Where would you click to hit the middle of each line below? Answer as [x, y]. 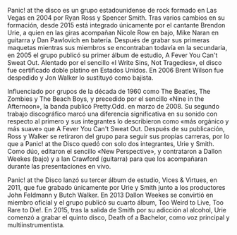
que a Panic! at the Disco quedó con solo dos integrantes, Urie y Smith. [111, 144]
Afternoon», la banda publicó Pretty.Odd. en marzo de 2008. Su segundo [114, 106]
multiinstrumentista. [36, 225]
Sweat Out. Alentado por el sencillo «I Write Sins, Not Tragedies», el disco [115, 62]
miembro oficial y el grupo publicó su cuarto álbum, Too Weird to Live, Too [116, 203]
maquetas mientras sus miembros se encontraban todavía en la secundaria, [117, 48]
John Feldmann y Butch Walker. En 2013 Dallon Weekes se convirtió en [110, 195]
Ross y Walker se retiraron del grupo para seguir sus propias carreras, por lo [119, 136]
